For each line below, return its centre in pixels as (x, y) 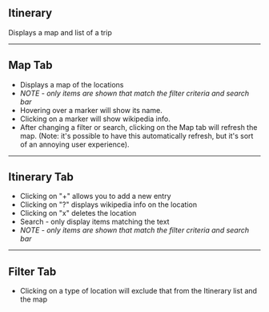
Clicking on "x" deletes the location (78, 213)
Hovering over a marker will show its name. (91, 110)
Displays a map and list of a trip (60, 32)
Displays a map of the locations (72, 84)
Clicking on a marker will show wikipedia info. (95, 119)
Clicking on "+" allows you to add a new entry (95, 197)
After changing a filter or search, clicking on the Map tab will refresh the (139, 127)
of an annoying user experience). (74, 144)
